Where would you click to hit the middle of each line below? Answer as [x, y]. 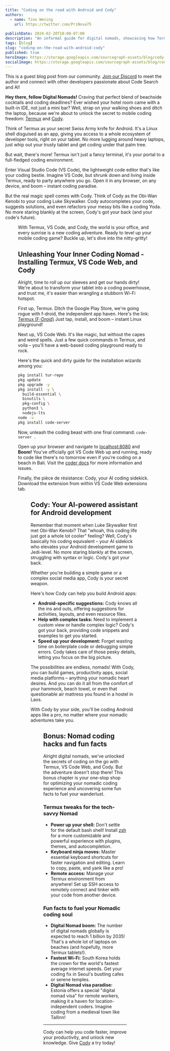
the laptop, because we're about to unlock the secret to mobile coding [78, 113]
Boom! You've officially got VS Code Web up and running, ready [85, 452]
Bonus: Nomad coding [79, 736]
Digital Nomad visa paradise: [81, 985]
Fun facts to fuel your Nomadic [82, 908]
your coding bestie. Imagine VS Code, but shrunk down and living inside [80, 175]
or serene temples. [70, 979]
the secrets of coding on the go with [81, 762]
